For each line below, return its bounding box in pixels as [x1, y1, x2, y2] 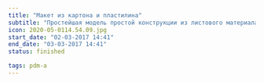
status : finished [8, 48, 65, 55]
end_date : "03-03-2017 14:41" [8, 41, 108, 48]
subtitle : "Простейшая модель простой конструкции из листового [8, 19, 223, 27]
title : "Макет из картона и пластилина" [8, 11, 143, 20]
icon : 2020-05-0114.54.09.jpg [8, 26, 108, 34]
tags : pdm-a [8, 62, 47, 70]
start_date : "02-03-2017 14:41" [8, 33, 114, 41]
